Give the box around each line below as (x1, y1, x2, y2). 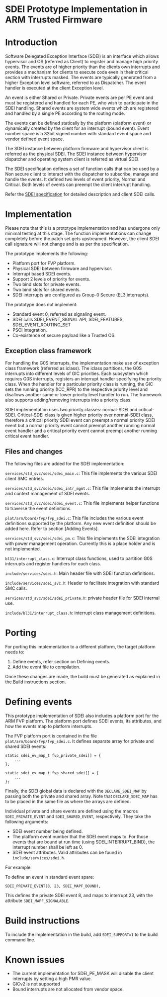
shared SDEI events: (5, 743, 47, 749)
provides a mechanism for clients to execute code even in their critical (5, 69, 149, 75)
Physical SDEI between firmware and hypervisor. (12, 266, 113, 272)
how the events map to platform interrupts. (5, 723, 93, 729)
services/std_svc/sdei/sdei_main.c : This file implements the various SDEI (5, 470, 158, 476)
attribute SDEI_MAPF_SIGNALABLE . (5, 898, 70, 904)
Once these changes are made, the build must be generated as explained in (5, 673, 161, 679)
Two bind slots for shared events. (12, 287, 81, 293)
